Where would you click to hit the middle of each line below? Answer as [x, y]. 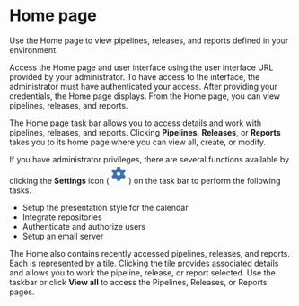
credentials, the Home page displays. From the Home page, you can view [145, 96]
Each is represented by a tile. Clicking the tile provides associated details [144, 263]
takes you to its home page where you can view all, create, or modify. [138, 142]
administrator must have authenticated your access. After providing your [144, 86]
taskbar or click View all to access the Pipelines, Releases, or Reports [138, 282]
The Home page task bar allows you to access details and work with [136, 123]
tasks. [21, 190]
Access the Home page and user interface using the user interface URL [141, 67]
